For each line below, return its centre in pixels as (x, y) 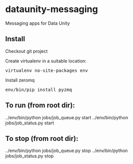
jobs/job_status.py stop (30, 156)
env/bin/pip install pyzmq (39, 90)
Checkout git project (27, 51)
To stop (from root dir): (42, 139)
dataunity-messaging (52, 9)
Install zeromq (20, 80)
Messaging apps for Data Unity (38, 23)
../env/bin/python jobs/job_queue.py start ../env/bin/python (67, 117)
